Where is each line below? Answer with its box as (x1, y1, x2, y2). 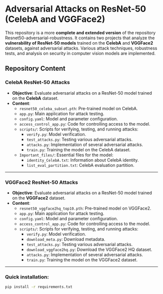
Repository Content (5, 65, 65, 73)
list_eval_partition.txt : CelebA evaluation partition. (26, 162, 135, 168)
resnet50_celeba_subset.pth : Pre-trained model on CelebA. (19, 105, 138, 111)
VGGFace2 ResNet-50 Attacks (5, 179, 79, 185)
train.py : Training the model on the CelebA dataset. (26, 147, 131, 152)
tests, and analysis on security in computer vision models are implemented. (5, 50, 156, 56)
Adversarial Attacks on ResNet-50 (5, 3, 147, 15)
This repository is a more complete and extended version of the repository (5, 30, 156, 35)
